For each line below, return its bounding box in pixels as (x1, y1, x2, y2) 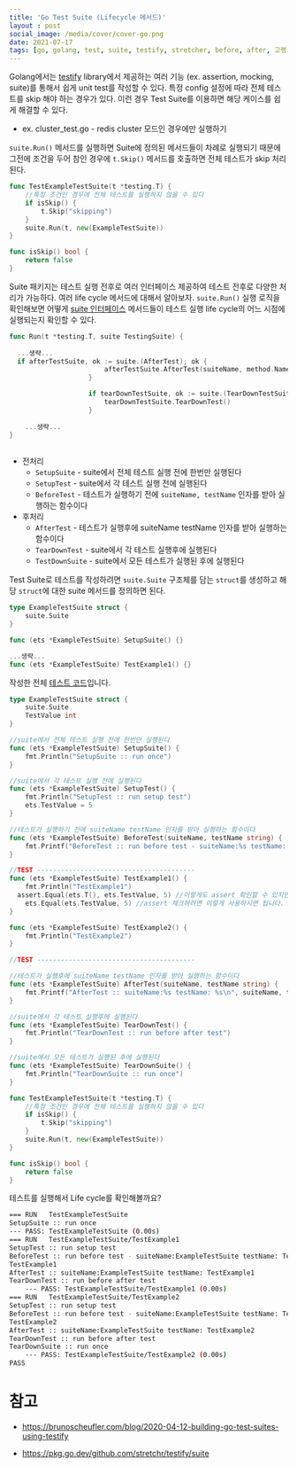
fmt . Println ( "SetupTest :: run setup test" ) (25, 792, 192, 802)
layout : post (9, 21, 62, 30)
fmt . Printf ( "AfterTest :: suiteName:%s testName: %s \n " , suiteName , (25, 987, 283, 997)
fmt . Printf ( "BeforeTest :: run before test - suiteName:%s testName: (25, 841, 287, 851)
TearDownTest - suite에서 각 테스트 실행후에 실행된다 (34, 544, 217, 555)
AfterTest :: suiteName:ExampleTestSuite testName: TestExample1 (9, 1268, 255, 1277)
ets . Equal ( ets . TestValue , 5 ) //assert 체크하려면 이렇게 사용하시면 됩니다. (25, 899, 285, 908)
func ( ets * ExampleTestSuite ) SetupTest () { (9, 784, 176, 793)
